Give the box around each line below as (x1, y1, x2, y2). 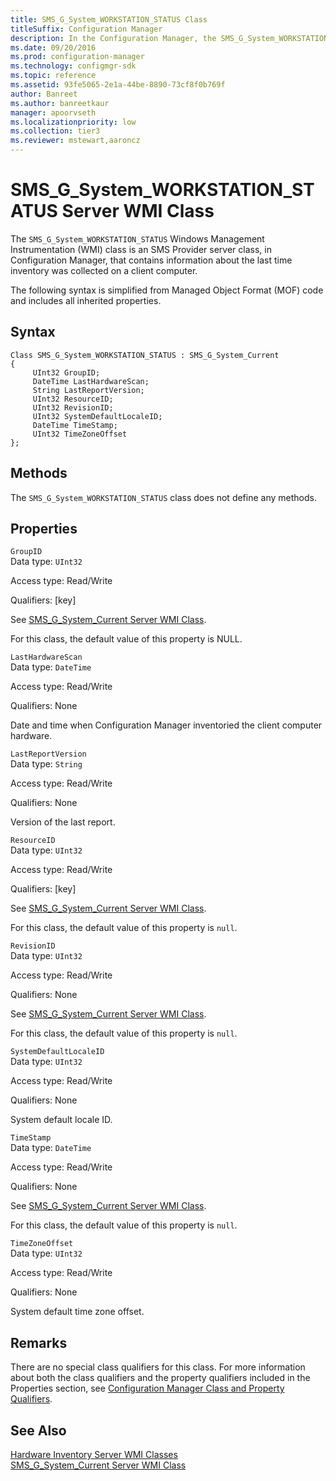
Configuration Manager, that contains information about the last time (10, 254, 293, 266)
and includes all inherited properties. (10, 294, 162, 306)
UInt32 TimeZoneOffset (32, 429, 128, 439)
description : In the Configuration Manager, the (10, 33, 217, 43)
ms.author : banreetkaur (10, 98, 110, 108)
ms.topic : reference (10, 71, 97, 81)
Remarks (10, 1334, 68, 1351)
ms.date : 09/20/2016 (10, 42, 97, 53)
